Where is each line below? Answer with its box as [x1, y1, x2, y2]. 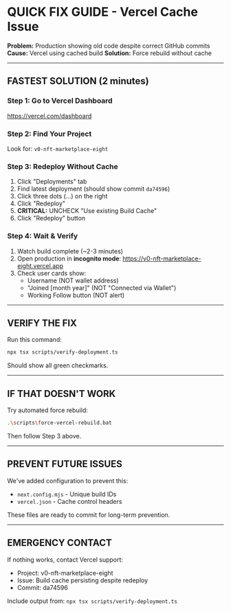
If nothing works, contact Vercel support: [7, 555, 124, 564]
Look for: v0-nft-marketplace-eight [7, 144, 109, 152]
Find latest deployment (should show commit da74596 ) [16, 185, 170, 193]
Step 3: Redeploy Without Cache [7, 161, 118, 171]
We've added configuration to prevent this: [7, 476, 129, 484]
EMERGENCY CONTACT [7, 537, 112, 549]
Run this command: [7, 336, 62, 344]
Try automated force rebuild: [7, 406, 88, 414]
